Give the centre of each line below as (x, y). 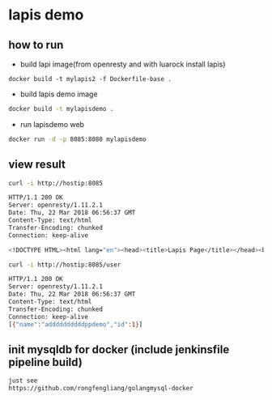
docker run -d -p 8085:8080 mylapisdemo (78, 139)
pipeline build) (45, 362)
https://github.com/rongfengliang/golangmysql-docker (101, 389)
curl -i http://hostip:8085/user (65, 265)
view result (37, 165)
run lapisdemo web (52, 124)
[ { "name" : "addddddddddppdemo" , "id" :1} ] (76, 324)
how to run (36, 45)
